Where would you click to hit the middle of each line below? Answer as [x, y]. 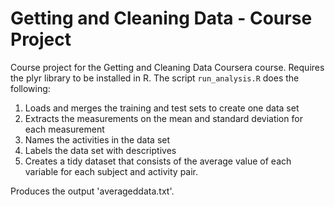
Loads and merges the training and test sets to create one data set [162, 108]
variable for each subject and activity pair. [111, 171]
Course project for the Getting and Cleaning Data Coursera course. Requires [167, 67]
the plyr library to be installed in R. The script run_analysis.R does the [155, 78]
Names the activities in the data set [97, 139]
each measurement [64, 129]
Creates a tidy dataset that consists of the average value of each [158, 161]
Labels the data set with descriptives [100, 150]
